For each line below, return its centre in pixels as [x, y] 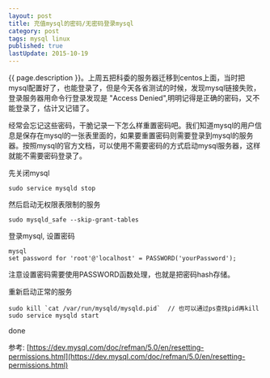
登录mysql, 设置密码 [42, 236]
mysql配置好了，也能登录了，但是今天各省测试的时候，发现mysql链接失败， [135, 88]
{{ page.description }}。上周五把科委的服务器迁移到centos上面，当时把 [127, 77]
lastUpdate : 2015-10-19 [49, 54]
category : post [34, 31]
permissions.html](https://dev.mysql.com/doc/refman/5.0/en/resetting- [127, 357]
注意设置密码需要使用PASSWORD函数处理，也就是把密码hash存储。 [121, 274]
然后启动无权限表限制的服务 [55, 204]
